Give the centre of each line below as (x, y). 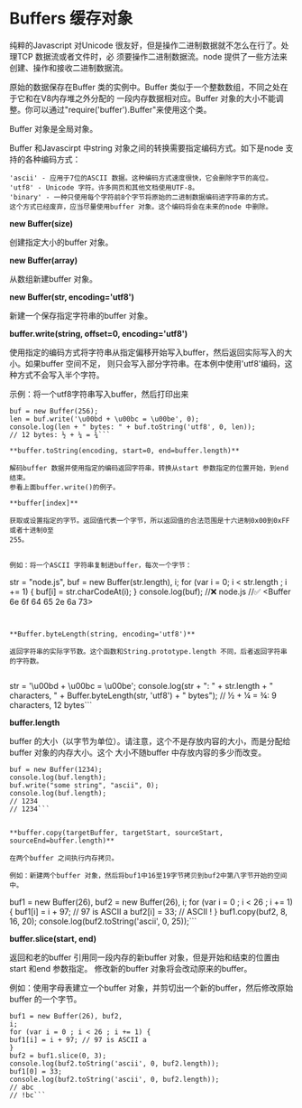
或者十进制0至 (32, 530)
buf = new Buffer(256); (54, 411)
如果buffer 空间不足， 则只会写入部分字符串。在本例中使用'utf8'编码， (155, 363)
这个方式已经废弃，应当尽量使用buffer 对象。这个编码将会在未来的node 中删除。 (141, 207)
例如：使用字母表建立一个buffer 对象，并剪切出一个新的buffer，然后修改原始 (151, 987)
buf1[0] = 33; (36, 1071)
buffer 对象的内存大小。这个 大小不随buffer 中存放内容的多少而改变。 (138, 752)
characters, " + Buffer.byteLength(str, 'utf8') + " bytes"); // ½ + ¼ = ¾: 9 (143, 695)
